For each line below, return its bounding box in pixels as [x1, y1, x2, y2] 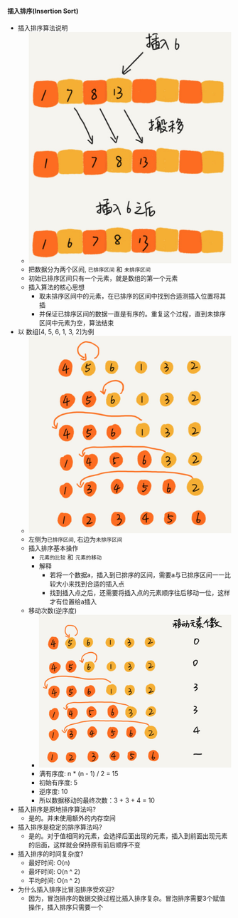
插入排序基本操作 [28, 544, 79, 552]
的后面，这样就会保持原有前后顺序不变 [28, 841, 141, 850]
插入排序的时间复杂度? [17, 850, 84, 858]
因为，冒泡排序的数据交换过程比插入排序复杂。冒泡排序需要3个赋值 [28, 894, 226, 903]
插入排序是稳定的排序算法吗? [17, 823, 102, 832]
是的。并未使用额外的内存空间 [28, 814, 116, 822]
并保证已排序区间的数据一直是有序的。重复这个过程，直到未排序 [38, 309, 226, 318]
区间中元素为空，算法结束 [38, 318, 114, 327]
